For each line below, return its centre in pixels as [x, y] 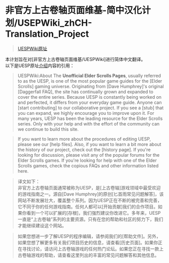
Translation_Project [47, 34]
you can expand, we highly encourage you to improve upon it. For [86, 113]
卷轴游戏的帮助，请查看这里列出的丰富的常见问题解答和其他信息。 [91, 255]
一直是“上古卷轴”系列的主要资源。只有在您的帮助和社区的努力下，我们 [90, 219]
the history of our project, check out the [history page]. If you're [84, 150]
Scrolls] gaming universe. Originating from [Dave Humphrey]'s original [91, 86]
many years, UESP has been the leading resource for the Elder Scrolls [90, 118]
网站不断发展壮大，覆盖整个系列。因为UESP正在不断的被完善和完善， [90, 200]
